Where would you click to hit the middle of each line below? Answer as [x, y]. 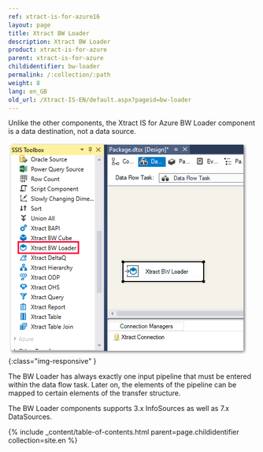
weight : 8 [24, 83]
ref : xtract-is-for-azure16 [54, 17]
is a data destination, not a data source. [72, 132]
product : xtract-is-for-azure [58, 50]
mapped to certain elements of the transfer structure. [94, 393]
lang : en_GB [28, 91]
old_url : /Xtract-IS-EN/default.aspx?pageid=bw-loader [100, 100]
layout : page [30, 25]
